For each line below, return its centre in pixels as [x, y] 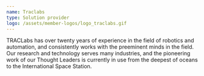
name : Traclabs [26, 12]
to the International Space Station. [49, 66]
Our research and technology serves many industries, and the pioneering [98, 54]
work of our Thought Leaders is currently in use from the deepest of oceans [102, 60]
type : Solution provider [38, 18]
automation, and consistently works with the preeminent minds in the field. [100, 47]
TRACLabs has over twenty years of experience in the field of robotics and [100, 41]
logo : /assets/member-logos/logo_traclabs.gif [67, 23]
